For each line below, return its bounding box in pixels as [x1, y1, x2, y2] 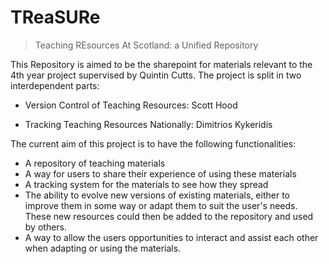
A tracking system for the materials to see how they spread [24, 178, 269, 190]
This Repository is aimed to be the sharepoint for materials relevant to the [10, 58, 313, 70]
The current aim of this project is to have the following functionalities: [10, 137, 297, 150]
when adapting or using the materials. [24, 242, 182, 254]
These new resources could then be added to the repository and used [24, 210, 314, 222]
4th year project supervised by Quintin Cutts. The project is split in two [10, 69, 302, 81]
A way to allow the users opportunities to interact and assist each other [24, 231, 319, 243]
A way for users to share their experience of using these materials [24, 167, 297, 180]
